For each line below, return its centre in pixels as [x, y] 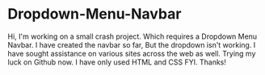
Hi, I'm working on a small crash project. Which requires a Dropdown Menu [132, 36]
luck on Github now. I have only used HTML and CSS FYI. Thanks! [117, 62]
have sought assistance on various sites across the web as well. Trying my [132, 53]
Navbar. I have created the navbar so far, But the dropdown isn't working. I [132, 44]
